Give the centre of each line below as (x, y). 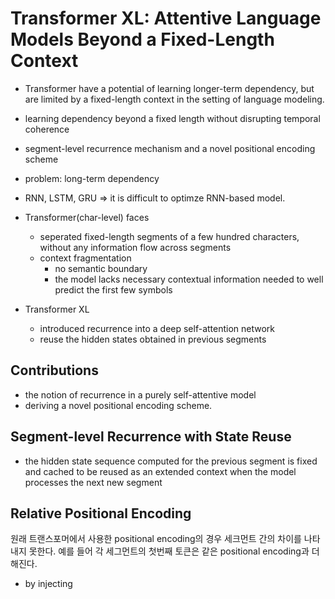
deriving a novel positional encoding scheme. (118, 405)
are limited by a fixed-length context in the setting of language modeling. (174, 99)
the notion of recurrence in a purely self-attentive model (140, 394)
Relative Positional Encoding (101, 513)
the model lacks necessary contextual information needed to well (189, 279)
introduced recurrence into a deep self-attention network (157, 328)
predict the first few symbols (113, 289)
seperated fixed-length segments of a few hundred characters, (169, 236)
